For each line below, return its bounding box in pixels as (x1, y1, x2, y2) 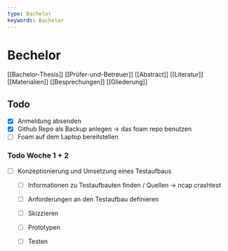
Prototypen (27, 223, 61, 231)
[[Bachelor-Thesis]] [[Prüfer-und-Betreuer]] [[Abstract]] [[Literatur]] (7, 70, 203, 79)
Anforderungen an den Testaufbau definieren (27, 195, 159, 203)
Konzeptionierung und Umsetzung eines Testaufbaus (17, 167, 172, 175)
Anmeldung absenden (17, 117, 82, 125)
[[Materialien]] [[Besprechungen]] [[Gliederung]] (7, 78, 147, 86)
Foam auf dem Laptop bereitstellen (17, 133, 119, 141)
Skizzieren (27, 209, 59, 217)
